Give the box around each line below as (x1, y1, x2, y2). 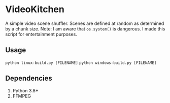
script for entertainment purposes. (5, 31, 77, 37)
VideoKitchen (5, 4, 64, 15)
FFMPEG (12, 93, 31, 99)
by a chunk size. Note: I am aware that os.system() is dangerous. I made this (5, 25, 165, 31)
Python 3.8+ (12, 87, 39, 93)
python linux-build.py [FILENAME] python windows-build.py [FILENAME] (5, 60, 157, 65)
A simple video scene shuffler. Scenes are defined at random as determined (5, 20, 164, 26)
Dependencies (5, 74, 52, 83)
